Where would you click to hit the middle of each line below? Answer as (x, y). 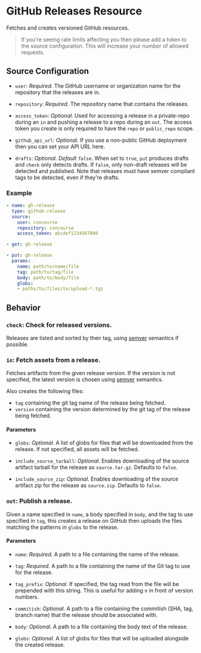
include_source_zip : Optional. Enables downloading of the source (97, 479)
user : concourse (38, 222)
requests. (33, 52)
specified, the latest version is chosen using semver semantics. (85, 380)
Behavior (23, 308)
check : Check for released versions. (59, 325)
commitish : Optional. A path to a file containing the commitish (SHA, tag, (104, 608)
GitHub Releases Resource (74, 11)
